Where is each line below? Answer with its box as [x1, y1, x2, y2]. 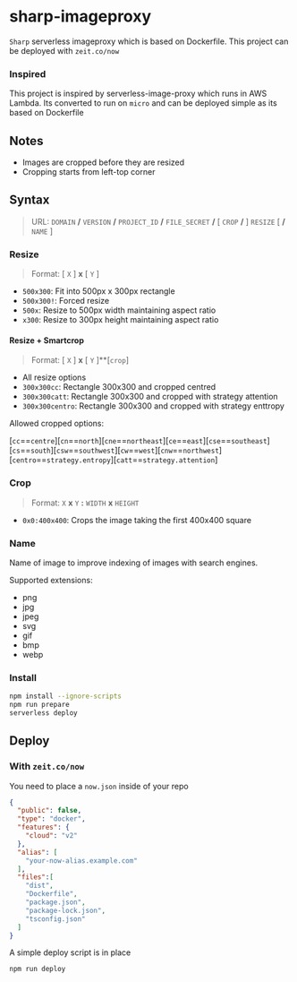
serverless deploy [9, 709, 78, 718]
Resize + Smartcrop [9, 334, 85, 346]
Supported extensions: [9, 574, 93, 585]
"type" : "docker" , [17, 814, 87, 823]
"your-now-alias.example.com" [25, 856, 139, 866]
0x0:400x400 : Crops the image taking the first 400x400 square [21, 514, 252, 525]
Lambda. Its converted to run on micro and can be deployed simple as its [9, 98, 277, 108]
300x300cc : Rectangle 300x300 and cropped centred [21, 382, 216, 392]
